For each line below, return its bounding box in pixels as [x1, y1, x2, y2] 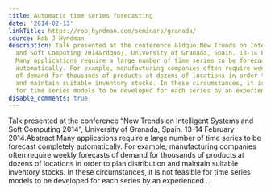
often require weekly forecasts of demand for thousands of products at [8, 150, 244, 160]
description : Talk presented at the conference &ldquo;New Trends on [8, 42, 248, 50]
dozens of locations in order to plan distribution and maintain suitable [8, 158, 239, 169]
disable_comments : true [8, 94, 89, 102]
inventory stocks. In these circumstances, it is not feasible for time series [8, 167, 252, 177]
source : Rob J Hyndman [8, 34, 85, 43]
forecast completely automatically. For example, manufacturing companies [8, 142, 256, 151]
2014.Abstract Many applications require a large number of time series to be [8, 133, 261, 143]
